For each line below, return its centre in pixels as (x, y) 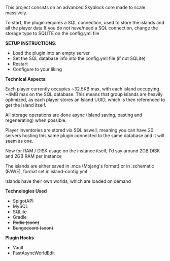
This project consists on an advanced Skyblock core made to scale (75, 7)
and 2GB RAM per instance (33, 156)
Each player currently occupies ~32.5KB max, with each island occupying (82, 89)
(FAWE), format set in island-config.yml (46, 171)
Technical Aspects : (26, 79)
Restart (20, 64)
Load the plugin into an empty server (51, 53)
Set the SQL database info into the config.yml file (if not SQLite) (79, 58)
